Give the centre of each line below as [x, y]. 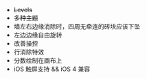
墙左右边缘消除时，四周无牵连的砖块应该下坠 [77, 26]
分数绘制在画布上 [38, 60]
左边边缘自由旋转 [38, 35]
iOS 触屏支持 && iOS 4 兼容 [52, 69]
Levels [23, 10]
